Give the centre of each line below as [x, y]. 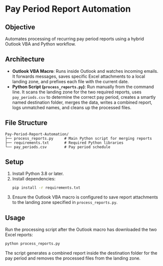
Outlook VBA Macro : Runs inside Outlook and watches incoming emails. [85, 71]
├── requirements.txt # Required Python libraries [64, 143]
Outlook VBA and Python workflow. [40, 44]
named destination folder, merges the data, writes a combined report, [82, 102]
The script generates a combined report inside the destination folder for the [81, 253]
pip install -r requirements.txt [46, 188]
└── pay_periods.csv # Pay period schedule [58, 147]
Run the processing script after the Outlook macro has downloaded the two [81, 230]
